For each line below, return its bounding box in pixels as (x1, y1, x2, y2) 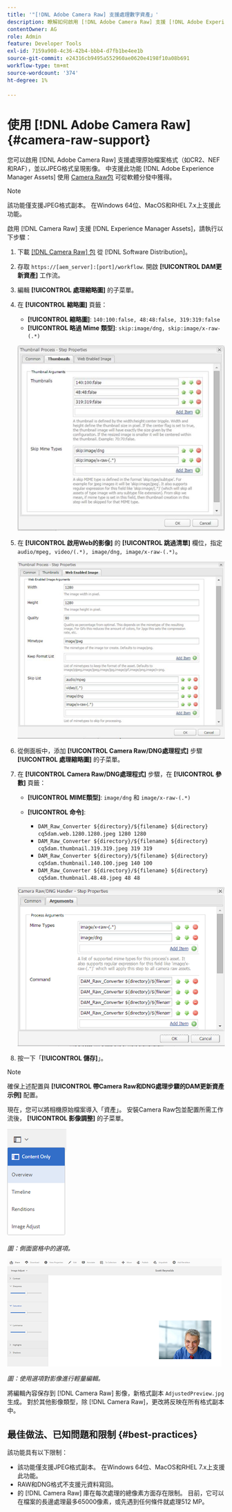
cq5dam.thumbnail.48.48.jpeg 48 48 (37, 874, 140, 881)
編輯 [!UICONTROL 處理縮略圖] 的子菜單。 (17, 286, 138, 294)
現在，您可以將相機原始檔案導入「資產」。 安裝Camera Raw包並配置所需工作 (7, 1105, 224, 1114)
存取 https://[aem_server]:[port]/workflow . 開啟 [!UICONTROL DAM (17, 263, 216, 271)
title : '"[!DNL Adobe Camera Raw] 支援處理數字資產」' (7, 11, 159, 18)
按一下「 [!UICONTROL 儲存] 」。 (17, 1054, 107, 1062)
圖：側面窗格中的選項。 (7, 1244, 74, 1253)
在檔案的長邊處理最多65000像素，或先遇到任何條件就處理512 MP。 (17, 1497, 209, 1506)
